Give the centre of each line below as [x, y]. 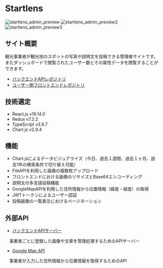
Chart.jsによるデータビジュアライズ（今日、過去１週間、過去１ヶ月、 [81, 158]
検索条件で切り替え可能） [52, 165]
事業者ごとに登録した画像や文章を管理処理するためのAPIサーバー [74, 241]
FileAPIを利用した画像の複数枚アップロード [55, 171]
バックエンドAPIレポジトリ [39, 79]
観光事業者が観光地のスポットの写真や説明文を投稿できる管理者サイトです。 [81, 56]
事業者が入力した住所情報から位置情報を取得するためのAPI [68, 261]
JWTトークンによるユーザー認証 [44, 195]
